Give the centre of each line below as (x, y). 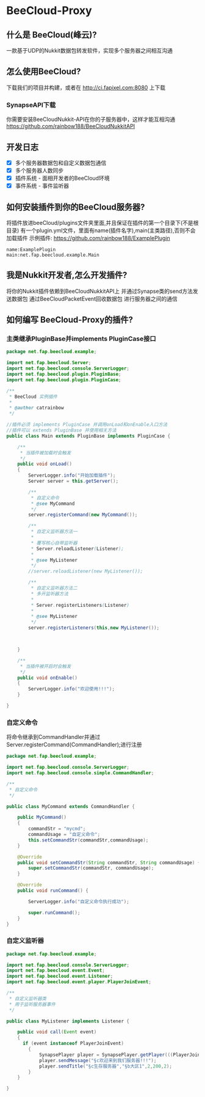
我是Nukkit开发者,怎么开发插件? (67, 275)
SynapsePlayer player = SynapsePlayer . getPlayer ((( (106, 1055)
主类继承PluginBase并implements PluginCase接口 (81, 339)
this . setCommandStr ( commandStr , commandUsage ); (88, 840)
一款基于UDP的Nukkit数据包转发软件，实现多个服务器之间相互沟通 (89, 50)
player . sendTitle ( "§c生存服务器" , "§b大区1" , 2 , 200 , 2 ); (106, 1066)
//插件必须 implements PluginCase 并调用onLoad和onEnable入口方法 (87, 425)
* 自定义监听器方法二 (54, 588)
